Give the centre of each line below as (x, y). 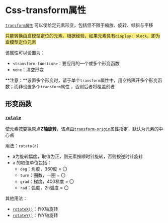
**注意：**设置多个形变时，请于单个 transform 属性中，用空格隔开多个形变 (81, 80)
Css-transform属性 (46, 10)
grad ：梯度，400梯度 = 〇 (47, 181)
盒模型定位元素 (21, 42)
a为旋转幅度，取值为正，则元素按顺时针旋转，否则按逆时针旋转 (78, 156)
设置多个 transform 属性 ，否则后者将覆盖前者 (69, 86)
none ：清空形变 (28, 69)
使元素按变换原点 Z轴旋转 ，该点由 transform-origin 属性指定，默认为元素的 (82, 129)
